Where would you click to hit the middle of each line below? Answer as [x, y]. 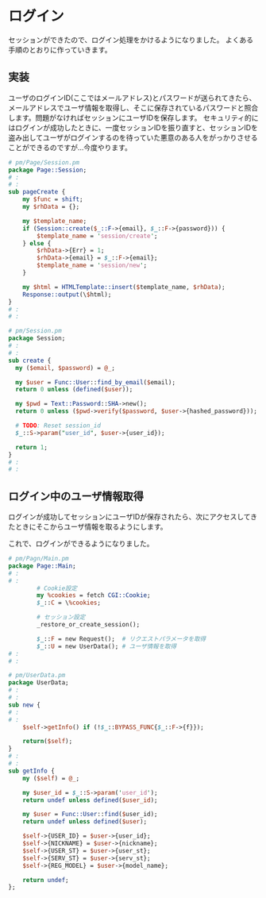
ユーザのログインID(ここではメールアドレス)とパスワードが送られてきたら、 [132, 98]
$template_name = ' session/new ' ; [92, 266]
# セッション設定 [61, 617]
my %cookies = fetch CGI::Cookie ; [94, 595]
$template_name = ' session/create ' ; [97, 236]
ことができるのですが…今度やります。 [70, 147]
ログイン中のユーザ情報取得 [76, 496]
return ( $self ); [48, 742]
